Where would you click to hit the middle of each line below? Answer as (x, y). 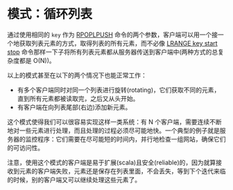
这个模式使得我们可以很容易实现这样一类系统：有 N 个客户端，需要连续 (109, 122)
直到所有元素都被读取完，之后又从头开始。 (78, 98)
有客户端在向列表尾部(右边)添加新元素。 (74, 107)
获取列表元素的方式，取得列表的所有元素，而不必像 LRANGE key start (118, 43)
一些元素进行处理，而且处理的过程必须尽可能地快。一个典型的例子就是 (119, 130)
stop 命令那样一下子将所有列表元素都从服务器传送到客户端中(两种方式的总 (113, 52)
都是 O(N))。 (37, 60)
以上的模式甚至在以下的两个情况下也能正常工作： (77, 75)
